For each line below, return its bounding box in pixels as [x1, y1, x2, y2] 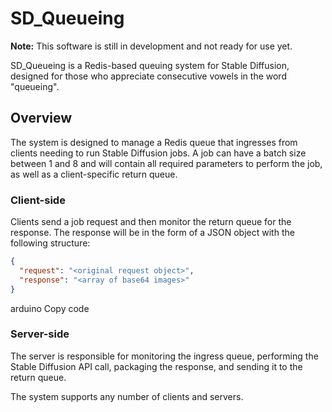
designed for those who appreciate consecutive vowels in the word [10, 70, 287, 82]
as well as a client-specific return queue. [10, 168, 178, 180]
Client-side [10, 193, 66, 207]
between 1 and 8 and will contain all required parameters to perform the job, [10, 157, 323, 169]
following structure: [10, 237, 91, 249]
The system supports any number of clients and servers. [10, 390, 244, 402]
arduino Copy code [10, 302, 90, 314]
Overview [10, 110, 73, 127]
